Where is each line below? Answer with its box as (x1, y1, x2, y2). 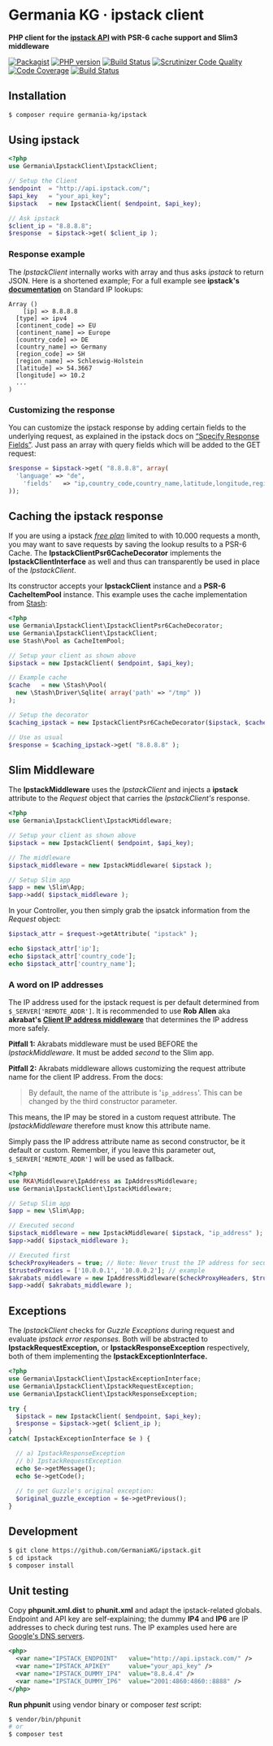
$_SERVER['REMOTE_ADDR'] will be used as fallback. (8, 1154, 175, 1163)
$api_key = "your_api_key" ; (8, 192, 111, 200)
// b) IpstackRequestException (15, 1457, 122, 1465)
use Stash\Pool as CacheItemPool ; (8, 636, 126, 645)
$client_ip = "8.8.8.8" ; (8, 222, 93, 230)
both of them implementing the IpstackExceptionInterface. (8, 1351, 208, 1362)
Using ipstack (8, 133, 80, 147)
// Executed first (8, 1251, 71, 1259)
